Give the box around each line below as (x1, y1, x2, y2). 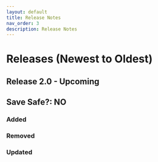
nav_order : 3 (6, 20, 39, 26)
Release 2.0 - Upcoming (6, 76, 100, 86)
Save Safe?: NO (6, 97, 67, 107)
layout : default (6, 9, 47, 15)
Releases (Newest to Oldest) (6, 52, 153, 66)
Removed (6, 132, 35, 140)
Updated (6, 147, 32, 156)
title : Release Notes (6, 15, 61, 21)
